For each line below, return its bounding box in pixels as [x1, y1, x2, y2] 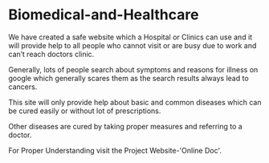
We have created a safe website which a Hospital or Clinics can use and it [8, 32, 253, 42]
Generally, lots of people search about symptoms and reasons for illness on [8, 64, 259, 74]
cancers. [8, 82, 38, 92]
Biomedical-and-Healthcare [8, 6, 199, 24]
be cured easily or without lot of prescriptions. [8, 106, 161, 116]
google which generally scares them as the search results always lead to [8, 73, 249, 83]
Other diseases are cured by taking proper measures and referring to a [8, 121, 243, 131]
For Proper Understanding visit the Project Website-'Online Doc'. [8, 145, 222, 155]
